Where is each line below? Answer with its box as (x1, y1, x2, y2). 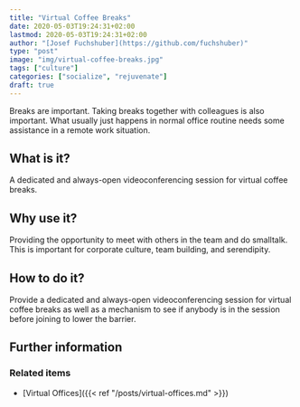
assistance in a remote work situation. (9, 124, 151, 136)
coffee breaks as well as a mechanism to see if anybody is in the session (9, 304, 280, 315)
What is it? (9, 151, 70, 166)
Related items (9, 367, 71, 380)
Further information (9, 340, 123, 355)
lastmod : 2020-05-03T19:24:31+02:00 (9, 30, 147, 39)
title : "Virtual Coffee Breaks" (9, 13, 131, 23)
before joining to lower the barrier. (9, 314, 136, 325)
